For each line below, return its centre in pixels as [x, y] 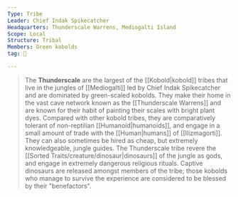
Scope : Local [27, 34]
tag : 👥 [17, 54]
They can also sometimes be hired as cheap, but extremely [111, 140]
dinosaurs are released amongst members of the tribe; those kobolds [126, 171]
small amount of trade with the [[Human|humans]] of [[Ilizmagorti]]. [123, 133]
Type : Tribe [25, 14]
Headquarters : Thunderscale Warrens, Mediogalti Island [92, 27]
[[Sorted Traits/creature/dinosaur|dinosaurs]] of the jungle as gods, [123, 155]
